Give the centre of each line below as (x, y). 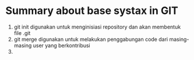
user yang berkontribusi (62, 45)
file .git (22, 33)
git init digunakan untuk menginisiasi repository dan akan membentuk (97, 27)
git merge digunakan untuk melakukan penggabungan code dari (91, 39)
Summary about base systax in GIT (92, 11)
